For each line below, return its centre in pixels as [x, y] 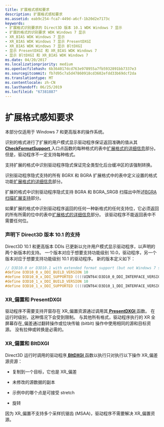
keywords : [15, 23]
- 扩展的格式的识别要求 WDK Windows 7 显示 [46, 32]
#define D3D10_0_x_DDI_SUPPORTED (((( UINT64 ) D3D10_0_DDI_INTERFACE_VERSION [84, 277]
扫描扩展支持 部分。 [24, 198]
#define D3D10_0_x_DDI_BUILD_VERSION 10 [47, 273]
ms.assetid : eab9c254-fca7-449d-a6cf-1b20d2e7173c [58, 19]
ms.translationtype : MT [29, 78]
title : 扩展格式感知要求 [27, 10]
